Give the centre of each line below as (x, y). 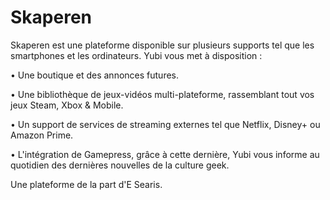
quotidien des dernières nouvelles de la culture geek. (120, 165)
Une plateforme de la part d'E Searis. (86, 184)
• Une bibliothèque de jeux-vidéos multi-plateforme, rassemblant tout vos (162, 94)
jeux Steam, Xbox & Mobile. (67, 105)
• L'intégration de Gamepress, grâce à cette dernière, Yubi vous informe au (165, 154)
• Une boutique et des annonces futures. (95, 75)
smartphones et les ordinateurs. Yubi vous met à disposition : (136, 55)
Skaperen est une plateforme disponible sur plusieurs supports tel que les (162, 45)
